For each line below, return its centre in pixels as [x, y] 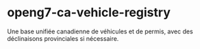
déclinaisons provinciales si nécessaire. [63, 38]
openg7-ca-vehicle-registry [89, 13]
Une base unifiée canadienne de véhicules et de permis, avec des [100, 31]
